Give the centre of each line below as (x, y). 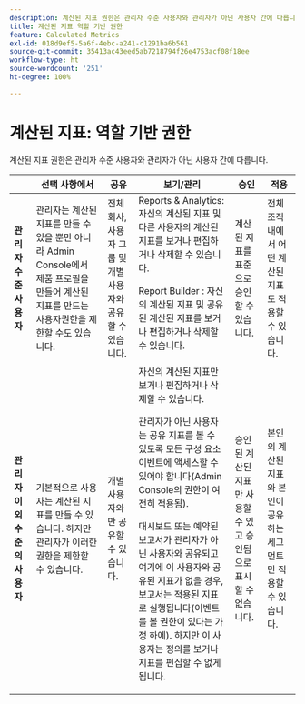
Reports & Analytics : (182, 200)
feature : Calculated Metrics (64, 35)
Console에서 (62, 265)
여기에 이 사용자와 (174, 567)
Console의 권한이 (174, 489)
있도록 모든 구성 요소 (180, 448)
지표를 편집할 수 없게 (180, 662)
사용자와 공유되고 (184, 553)
